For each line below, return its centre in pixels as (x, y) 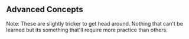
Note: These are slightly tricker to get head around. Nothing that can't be (94, 23)
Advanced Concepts (45, 10)
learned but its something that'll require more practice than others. (87, 30)
